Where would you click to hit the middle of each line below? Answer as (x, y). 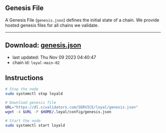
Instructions (24, 78)
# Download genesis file (31, 103)
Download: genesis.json (43, 46)
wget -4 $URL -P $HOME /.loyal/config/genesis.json (58, 112)
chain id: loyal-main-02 (36, 62)
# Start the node (23, 121)
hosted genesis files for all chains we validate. (52, 25)
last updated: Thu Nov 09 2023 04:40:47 (54, 57)
